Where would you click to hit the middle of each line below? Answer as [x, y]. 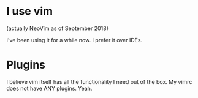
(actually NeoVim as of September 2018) [58, 28]
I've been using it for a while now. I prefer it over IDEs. [74, 40]
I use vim [30, 11]
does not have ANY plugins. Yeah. [49, 88]
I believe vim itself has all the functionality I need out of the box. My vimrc [99, 81]
